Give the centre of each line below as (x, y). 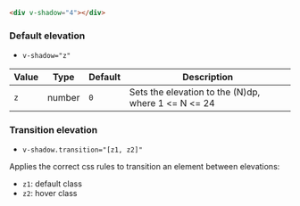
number (64, 98)
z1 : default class (52, 184)
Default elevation (47, 36)
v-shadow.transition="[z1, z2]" (82, 150)
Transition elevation (54, 130)
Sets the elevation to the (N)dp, (195, 92)
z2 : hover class (50, 194)
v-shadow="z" (46, 56)
